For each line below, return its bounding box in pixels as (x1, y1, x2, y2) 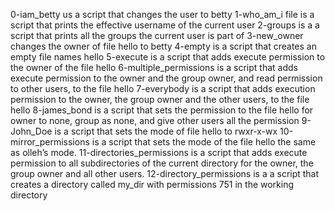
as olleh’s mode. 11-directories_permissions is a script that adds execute (10, 147, 308, 158)
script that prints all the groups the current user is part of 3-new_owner (10, 30, 304, 41)
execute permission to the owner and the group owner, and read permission (10, 72, 323, 84)
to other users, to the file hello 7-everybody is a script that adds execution (10, 83, 316, 94)
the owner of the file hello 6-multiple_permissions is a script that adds (10, 62, 298, 73)
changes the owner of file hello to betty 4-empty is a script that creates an (10, 40, 317, 52)
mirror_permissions (10, 136, 90, 148)
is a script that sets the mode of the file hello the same (91, 136, 317, 148)
